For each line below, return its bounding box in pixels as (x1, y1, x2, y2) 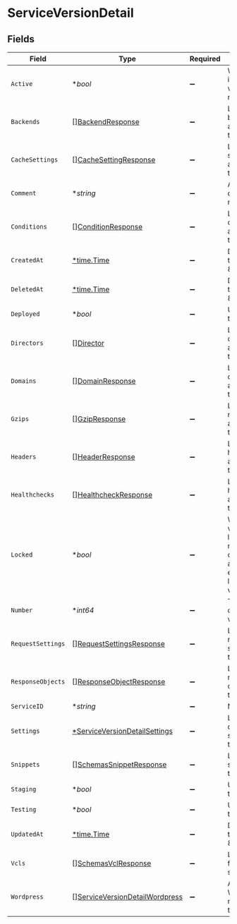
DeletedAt (11, 286, 44, 293)
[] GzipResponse (71, 414, 126, 424)
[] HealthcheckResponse (71, 490, 153, 499)
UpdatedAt (11, 830, 44, 838)
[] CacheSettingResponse (71, 155, 156, 164)
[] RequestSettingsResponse (71, 639, 166, 648)
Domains (11, 377, 37, 385)
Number (11, 607, 33, 614)
